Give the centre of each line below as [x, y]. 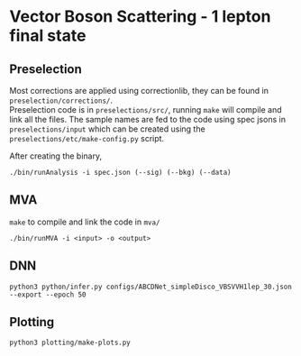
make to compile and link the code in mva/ [85, 222]
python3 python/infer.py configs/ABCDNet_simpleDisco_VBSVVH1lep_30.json [151, 287]
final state [48, 36]
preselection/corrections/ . [61, 100]
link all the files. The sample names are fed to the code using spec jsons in [148, 119]
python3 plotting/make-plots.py [70, 343]
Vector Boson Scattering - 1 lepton [140, 17]
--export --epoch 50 [48, 295]
